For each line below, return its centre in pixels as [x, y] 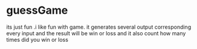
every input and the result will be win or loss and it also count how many [96, 33]
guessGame [37, 10]
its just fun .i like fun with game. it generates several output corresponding [99, 27]
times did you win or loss [37, 39]
